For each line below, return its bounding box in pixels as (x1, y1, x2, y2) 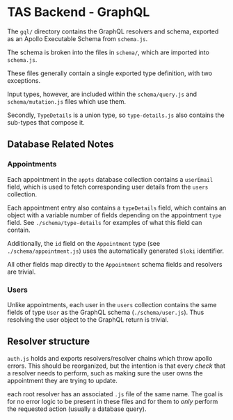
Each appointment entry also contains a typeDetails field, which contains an (7, 203, 227, 212)
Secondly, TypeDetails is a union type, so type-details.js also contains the (7, 111, 225, 119)
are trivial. (7, 267, 36, 276)
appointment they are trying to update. (7, 376, 118, 384)
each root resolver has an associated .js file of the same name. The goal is (7, 389, 223, 398)
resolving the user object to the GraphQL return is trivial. (7, 315, 169, 324)
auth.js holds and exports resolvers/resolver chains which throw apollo (7, 354, 213, 362)
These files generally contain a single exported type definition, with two (7, 69, 213, 77)
